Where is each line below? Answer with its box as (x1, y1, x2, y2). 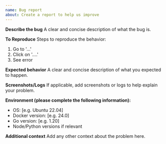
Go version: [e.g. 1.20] (12, 118, 60, 124)
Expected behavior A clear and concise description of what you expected (5, 67, 161, 73)
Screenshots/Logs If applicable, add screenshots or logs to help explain (5, 82, 158, 88)
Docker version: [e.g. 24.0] (12, 112, 69, 119)
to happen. (5, 72, 28, 78)
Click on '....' (12, 51, 39, 57)
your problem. (5, 87, 35, 93)
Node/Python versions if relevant (12, 123, 83, 129)
